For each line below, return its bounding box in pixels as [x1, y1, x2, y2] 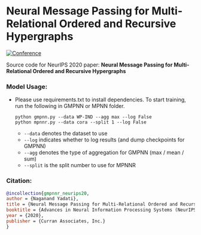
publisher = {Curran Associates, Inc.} [6, 218, 106, 224]
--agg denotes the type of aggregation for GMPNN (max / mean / [23, 149, 184, 156]
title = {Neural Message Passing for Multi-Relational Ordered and [6, 201, 178, 207]
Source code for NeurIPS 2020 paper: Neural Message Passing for [6, 61, 173, 68]
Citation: [6, 177, 32, 185]
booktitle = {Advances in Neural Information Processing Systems [6, 207, 172, 213]
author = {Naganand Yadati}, [6, 196, 79, 202]
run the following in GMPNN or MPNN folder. [14, 103, 125, 110]
